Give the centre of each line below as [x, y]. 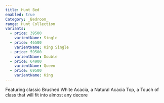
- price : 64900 [26, 61]
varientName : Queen [35, 66]
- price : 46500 [26, 43]
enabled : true [20, 15]
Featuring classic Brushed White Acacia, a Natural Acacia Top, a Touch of [82, 89]
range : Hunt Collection [30, 24]
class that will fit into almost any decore [47, 95]
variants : [16, 29]
